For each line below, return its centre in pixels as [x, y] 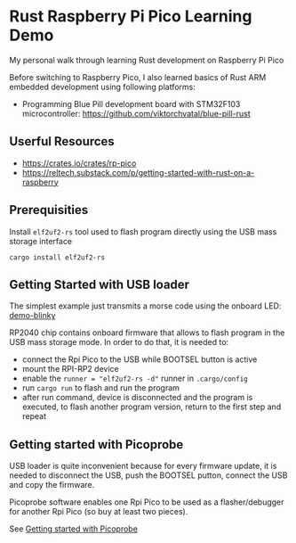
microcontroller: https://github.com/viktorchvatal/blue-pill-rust [136, 113]
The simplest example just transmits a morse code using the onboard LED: [145, 306]
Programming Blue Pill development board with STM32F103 [131, 103]
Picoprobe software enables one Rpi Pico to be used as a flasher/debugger [147, 502]
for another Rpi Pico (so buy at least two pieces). [99, 512]
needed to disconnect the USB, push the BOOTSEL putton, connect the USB [148, 475]
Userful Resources [62, 141]
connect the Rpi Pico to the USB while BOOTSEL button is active [140, 359]
